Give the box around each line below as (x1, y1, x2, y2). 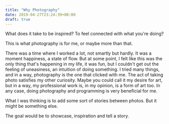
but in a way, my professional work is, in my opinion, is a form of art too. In (5, 82, 160, 89)
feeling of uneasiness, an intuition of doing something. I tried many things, (5, 66, 160, 72)
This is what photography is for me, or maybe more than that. (5, 40, 133, 47)
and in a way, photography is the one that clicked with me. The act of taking (5, 72, 163, 78)
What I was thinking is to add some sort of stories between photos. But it (5, 98, 157, 104)
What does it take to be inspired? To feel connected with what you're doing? (5, 31, 164, 37)
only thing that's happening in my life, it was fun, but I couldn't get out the (5, 61, 159, 67)
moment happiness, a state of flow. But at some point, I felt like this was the (5, 56, 163, 62)
